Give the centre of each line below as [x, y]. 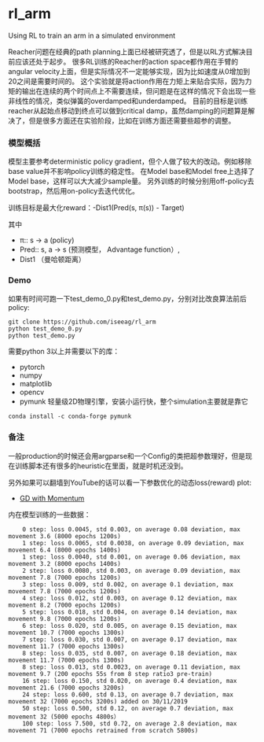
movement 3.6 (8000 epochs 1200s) [65, 536]
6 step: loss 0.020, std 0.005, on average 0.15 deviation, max [130, 626]
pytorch [32, 367]
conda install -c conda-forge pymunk [70, 416]
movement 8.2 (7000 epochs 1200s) [65, 605]
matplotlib [36, 383]
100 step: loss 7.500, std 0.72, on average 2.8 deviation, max [130, 724]
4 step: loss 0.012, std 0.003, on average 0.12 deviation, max [130, 598]
